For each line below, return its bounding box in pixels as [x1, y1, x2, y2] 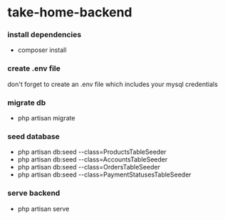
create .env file [7, 63, 61, 73]
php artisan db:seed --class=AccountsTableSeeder [17, 155, 168, 164]
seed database [7, 132, 61, 141]
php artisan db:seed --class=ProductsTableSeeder [17, 147, 167, 157]
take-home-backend [7, 4, 132, 21]
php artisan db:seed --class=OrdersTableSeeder [17, 163, 160, 172]
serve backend [7, 188, 61, 198]
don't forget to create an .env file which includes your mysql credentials [7, 80, 219, 88]
